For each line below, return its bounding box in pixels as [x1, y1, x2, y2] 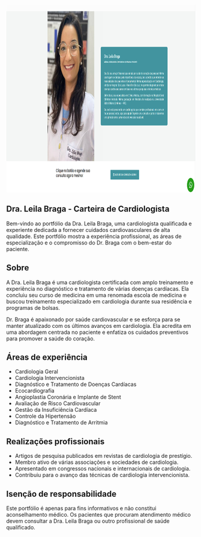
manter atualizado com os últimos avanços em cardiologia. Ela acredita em [6, 322, 191, 329]
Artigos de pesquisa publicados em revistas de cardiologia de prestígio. [14, 452, 193, 460]
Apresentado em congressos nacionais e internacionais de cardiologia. [14, 465, 191, 472]
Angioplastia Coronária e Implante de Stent [14, 394, 121, 401]
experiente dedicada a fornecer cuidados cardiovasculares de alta [6, 226, 170, 233]
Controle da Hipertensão [14, 412, 76, 420]
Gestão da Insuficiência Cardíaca [14, 406, 97, 414]
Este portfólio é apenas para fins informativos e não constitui [6, 505, 157, 512]
